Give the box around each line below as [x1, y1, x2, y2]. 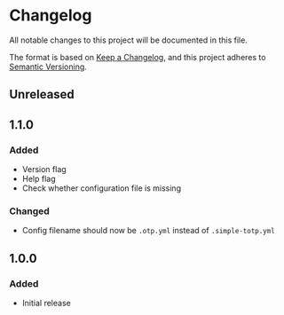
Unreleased [9, 87, 75, 102]
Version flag [21, 164, 67, 175]
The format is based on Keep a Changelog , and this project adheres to [9, 51, 266, 62]
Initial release [21, 298, 71, 308]
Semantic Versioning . [9, 61, 87, 72]
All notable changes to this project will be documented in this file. [9, 35, 248, 45]
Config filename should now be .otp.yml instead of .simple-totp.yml [21, 225, 275, 236]
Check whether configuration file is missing [21, 183, 182, 193]
